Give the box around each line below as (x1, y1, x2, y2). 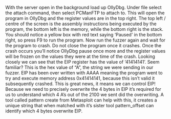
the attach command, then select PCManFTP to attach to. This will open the (5, 10, 165, 16)
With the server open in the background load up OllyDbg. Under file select (5, 5, 162, 10)
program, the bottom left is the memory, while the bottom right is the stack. (5, 26, 164, 32)
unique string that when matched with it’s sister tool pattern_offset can (5, 103, 154, 108)
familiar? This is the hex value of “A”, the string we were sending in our (5, 64, 154, 70)
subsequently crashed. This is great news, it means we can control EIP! (5, 81, 156, 87)
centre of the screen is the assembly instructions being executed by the (5, 21, 157, 27)
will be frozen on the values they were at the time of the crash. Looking (5, 53, 155, 60)
